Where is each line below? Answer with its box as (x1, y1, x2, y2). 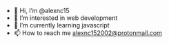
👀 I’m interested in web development (13, 14, 118, 22)
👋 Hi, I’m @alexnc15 (13, 7, 70, 14)
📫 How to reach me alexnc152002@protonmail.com (13, 29, 162, 37)
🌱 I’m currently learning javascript (13, 21, 110, 29)
